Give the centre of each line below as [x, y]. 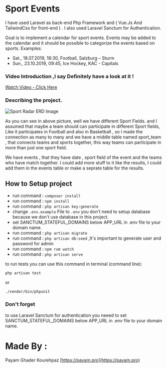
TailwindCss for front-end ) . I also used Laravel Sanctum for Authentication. [83, 28]
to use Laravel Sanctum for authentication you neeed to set [66, 315]
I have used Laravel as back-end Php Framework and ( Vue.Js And [74, 23]
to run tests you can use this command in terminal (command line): [74, 264]
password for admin [33, 244]
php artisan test [23, 273]
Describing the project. [34, 100]
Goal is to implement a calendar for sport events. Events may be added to [81, 38]
